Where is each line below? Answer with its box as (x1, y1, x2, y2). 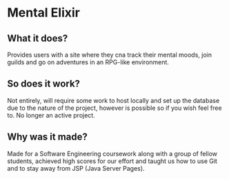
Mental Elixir (7, 5, 81, 21)
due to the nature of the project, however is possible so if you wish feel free (7, 104, 222, 112)
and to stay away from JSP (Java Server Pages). (7, 164, 145, 172)
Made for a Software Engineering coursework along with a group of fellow (7, 149, 217, 158)
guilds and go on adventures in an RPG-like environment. (7, 58, 169, 66)
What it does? (7, 32, 68, 44)
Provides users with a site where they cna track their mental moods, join (7, 50, 212, 59)
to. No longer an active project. (7, 111, 95, 119)
